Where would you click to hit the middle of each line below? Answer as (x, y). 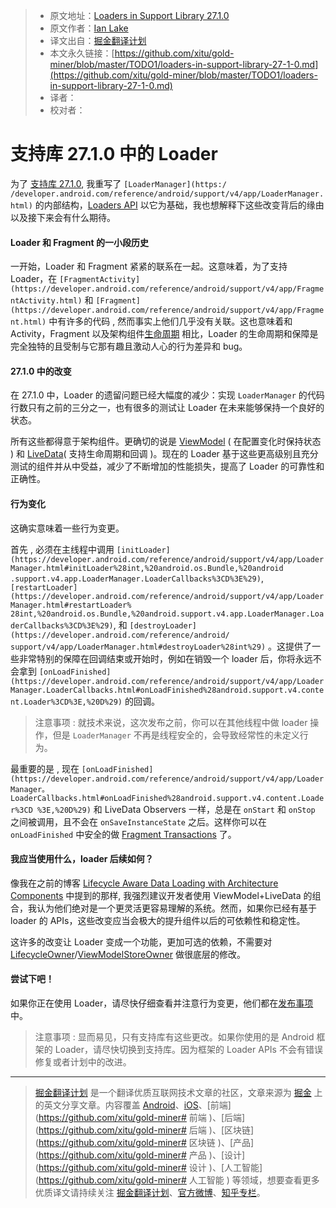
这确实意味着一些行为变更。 (67, 528)
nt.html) (28, 322)
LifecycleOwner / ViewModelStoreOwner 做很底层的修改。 (128, 954)
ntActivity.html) (46, 301)
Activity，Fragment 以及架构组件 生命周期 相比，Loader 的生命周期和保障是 (164, 334)
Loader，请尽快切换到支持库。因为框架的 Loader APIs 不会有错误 (188, 1049)
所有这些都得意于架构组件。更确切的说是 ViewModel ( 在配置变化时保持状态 (166, 441)
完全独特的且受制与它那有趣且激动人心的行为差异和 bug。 (129, 346)
